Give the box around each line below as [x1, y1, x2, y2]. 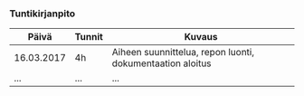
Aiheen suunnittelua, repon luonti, [111, 46, 255, 59]
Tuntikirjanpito [9, 7, 76, 20]
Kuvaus [184, 31, 218, 43]
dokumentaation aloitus [111, 57, 212, 70]
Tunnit [74, 31, 104, 43]
